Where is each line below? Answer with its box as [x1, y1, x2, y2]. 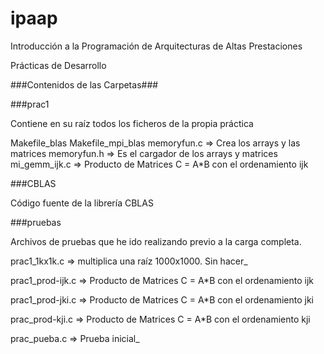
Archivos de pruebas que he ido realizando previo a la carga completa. [10, 235, 302, 247]
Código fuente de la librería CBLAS [10, 197, 154, 209]
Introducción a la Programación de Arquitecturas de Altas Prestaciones [10, 40, 303, 52]
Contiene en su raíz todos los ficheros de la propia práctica [10, 117, 254, 129]
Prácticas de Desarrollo [10, 59, 107, 71]
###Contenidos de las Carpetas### [10, 78, 159, 91]
